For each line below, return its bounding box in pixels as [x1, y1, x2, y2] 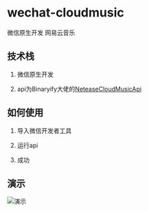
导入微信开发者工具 [16, 126, 72, 135]
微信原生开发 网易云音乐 [7, 28, 76, 36]
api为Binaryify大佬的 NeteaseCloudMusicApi [16, 85, 142, 93]
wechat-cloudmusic [7, 5, 125, 21]
